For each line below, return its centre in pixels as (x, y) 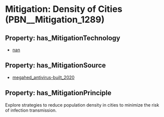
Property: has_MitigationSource (56, 65)
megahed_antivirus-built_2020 (43, 77)
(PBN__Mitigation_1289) (55, 20)
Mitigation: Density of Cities (64, 9)
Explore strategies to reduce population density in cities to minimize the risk (82, 105)
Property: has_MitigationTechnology (63, 38)
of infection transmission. (31, 110)
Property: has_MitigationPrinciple (58, 93)
